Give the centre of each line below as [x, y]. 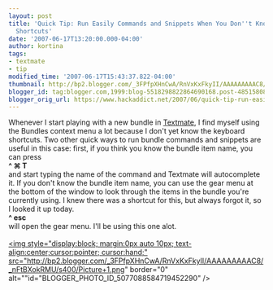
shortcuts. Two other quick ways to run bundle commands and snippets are [135, 140]
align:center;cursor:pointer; [54, 253]
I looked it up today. [41, 209]
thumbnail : [27, 84]
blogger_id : [28, 92]
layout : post [30, 16]
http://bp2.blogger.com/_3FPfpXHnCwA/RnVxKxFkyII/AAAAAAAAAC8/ [145, 261]
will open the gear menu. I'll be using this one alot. [93, 226]
